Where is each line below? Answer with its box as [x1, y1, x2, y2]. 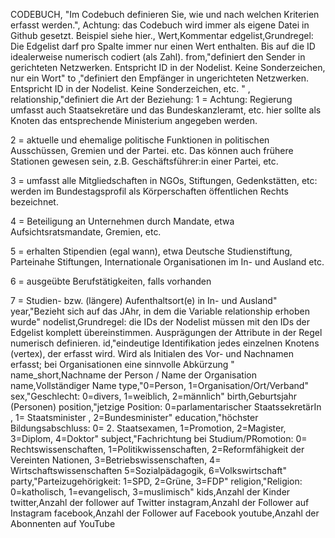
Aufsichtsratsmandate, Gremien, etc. [10, 226, 162, 238]
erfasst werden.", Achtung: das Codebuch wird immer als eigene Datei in [10, 19, 310, 31]
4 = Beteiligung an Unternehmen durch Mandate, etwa [10, 215, 235, 227]
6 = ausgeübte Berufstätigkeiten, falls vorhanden [10, 275, 212, 287]
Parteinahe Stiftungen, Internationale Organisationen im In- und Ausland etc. [10, 256, 325, 268]
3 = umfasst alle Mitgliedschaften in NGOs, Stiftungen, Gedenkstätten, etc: [10, 175, 318, 186]
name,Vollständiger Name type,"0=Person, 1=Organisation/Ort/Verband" [10, 380, 309, 391]
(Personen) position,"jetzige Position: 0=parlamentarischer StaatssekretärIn [10, 401, 322, 413]
